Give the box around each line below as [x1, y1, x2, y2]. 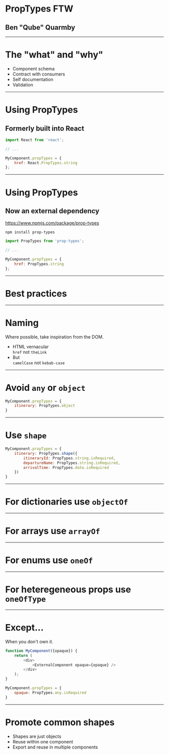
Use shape [5, 430, 47, 441]
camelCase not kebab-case [12, 360, 65, 366]
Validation [12, 82, 34, 88]
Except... [5, 622, 44, 634]
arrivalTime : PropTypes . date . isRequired [23, 465, 109, 470]
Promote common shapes [5, 716, 115, 728]
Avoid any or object [5, 382, 86, 393]
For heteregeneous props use [5, 584, 131, 595]
